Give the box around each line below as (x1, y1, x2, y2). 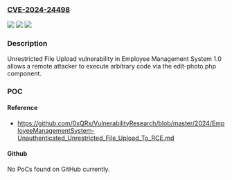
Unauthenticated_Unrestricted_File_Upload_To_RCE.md (17, 134, 175, 142)
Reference (7, 104, 38, 112)
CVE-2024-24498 (7, 5, 71, 15)
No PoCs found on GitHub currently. (7, 165, 110, 173)
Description (7, 39, 48, 48)
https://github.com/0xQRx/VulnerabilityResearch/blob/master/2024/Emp (17, 119, 225, 127)
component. (7, 69, 42, 78)
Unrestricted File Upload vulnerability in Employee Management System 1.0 (7, 54, 222, 63)
